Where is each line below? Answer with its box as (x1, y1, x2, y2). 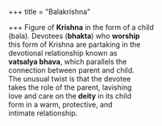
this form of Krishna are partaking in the (8, 40, 141, 49)
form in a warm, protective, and (8, 100, 113, 109)
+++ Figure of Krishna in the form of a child (8, 23, 155, 31)
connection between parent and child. (8, 65, 135, 75)
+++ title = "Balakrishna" (8, 7, 91, 16)
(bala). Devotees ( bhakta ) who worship (8, 31, 140, 40)
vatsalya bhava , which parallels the (8, 57, 127, 66)
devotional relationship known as (8, 48, 118, 57)
